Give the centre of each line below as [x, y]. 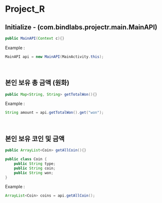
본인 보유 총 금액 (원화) [37, 83]
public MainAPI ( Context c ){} [35, 38]
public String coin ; [35, 168]
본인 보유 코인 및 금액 [35, 139]
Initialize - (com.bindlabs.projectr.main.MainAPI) [81, 27]
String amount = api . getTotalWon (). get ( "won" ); [55, 113]
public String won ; [34, 173]
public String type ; [35, 164]
